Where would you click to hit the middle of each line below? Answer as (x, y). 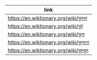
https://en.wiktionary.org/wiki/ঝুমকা (47, 18)
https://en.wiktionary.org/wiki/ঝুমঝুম (48, 50)
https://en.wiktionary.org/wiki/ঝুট (45, 26)
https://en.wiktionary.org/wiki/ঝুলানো (48, 42)
